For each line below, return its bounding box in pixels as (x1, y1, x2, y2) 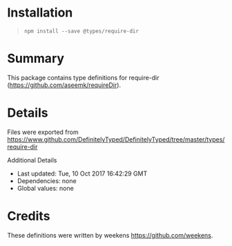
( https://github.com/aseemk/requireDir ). (7, 81, 122, 89)
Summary (7, 50, 64, 66)
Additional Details (7, 155, 57, 164)
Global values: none (17, 184, 74, 192)
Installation (7, 5, 73, 21)
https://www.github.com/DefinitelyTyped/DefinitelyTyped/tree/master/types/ (7, 135, 225, 143)
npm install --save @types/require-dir (23, 28, 139, 35)
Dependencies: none (17, 176, 77, 184)
